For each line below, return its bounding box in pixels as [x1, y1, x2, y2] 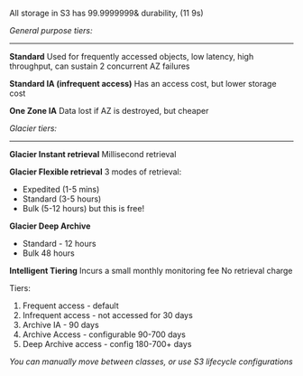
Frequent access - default [22, 300, 119, 311]
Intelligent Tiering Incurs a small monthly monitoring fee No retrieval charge [9, 266, 293, 276]
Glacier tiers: [9, 123, 57, 134]
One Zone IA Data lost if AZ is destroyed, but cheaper [9, 106, 209, 116]
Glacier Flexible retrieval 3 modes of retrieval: [9, 166, 182, 177]
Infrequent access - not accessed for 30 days [22, 310, 194, 320]
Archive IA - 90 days [22, 320, 99, 330]
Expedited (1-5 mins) [22, 184, 100, 194]
